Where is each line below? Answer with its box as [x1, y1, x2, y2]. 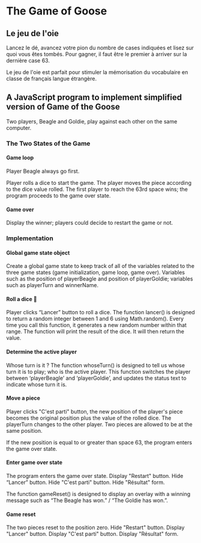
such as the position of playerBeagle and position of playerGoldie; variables [6, 275, 193, 282]
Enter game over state [6, 459, 63, 466]
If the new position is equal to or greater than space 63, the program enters [6, 438, 193, 446]
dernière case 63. [6, 57, 50, 64]
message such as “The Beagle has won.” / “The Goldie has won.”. [6, 497, 168, 504]
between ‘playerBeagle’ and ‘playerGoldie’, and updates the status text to [6, 374, 187, 382]
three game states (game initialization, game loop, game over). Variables [6, 269, 185, 276]
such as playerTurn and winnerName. [6, 282, 99, 289]
